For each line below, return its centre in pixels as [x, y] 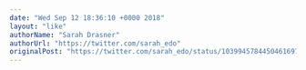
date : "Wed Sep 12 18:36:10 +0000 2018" [87, 18]
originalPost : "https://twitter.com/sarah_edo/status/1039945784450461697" [156, 52]
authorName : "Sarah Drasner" [65, 35]
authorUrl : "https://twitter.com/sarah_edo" [95, 43]
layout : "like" [38, 26]
